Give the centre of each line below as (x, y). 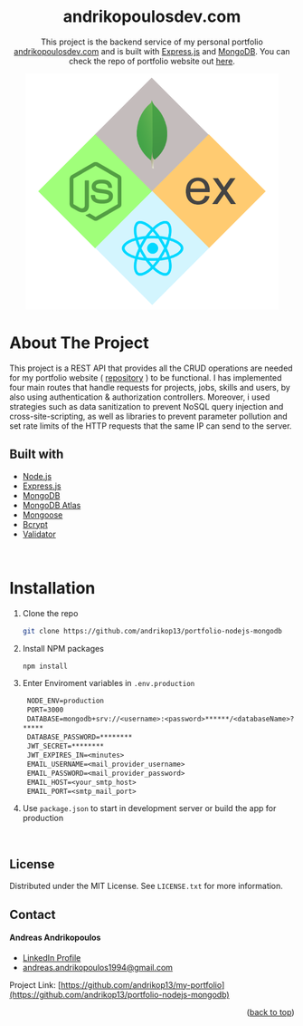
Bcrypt (35, 524)
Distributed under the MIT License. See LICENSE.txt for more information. (146, 886)
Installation (52, 588)
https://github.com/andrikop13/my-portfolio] (142, 984)
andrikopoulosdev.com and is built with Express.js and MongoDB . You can (152, 51)
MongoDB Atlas (52, 505)
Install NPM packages (63, 648)
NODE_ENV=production (65, 701)
